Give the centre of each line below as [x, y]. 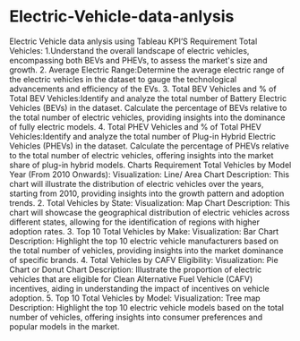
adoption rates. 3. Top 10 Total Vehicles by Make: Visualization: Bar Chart [144, 231]
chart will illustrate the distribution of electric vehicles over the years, [137, 183]
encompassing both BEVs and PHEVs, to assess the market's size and [138, 60]
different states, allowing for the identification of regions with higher [134, 222]
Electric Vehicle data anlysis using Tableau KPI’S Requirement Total [133, 41]
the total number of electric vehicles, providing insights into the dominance [147, 117]
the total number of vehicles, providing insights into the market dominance [146, 250]
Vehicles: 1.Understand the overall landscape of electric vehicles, [129, 50]
